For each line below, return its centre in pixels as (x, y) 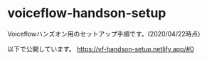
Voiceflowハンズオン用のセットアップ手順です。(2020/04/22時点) (104, 34)
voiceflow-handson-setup (87, 13)
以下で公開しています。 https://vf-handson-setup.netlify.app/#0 (101, 49)
